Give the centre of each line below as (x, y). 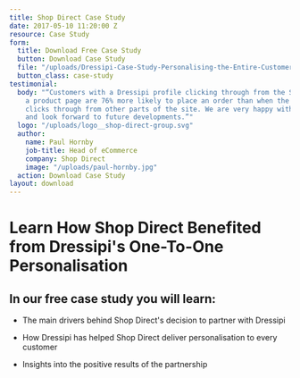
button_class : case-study (66, 76)
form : (19, 42)
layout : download (42, 184)
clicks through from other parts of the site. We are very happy (150, 109)
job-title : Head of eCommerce (82, 150)
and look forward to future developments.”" (109, 117)
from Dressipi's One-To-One (117, 247)
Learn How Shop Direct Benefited (135, 228)
